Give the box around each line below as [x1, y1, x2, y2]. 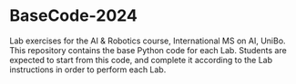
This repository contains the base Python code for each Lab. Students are [9, 44, 287, 55]
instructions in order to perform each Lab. [9, 64, 167, 75]
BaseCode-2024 [9, 5, 138, 26]
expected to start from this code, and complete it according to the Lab [9, 54, 273, 65]
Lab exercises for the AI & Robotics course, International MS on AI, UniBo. [9, 35, 286, 46]
